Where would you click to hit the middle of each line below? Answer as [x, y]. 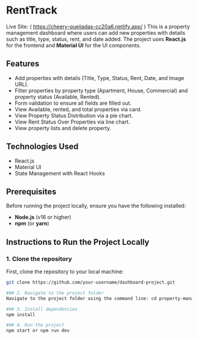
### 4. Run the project [35, 325]
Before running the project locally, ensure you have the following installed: [96, 206]
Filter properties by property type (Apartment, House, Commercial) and [101, 90]
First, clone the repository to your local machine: [65, 272]
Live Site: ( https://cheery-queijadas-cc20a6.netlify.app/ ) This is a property [98, 26]
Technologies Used [42, 147]
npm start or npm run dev [38, 331]
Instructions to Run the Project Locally [78, 242]
